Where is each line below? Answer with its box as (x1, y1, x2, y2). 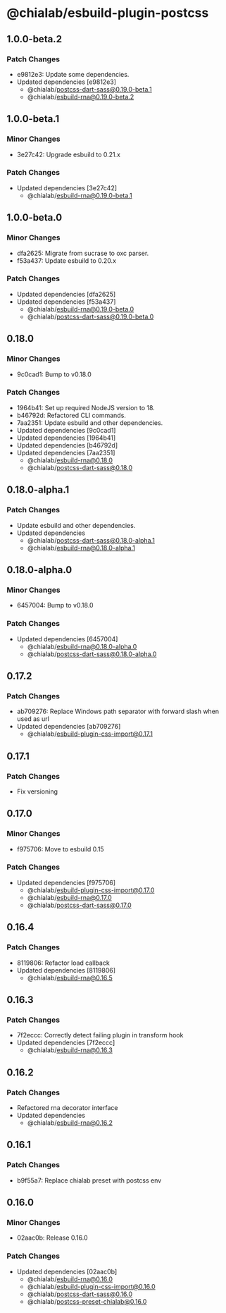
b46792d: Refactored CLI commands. (16, 411, 126, 419)
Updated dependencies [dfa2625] (16, 290, 116, 298)
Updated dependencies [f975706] (16, 878, 116, 887)
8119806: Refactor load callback (16, 958, 110, 967)
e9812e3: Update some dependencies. (16, 70, 130, 78)
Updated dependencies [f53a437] (16, 297, 116, 306)
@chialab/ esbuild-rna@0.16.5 (27, 973, 113, 982)
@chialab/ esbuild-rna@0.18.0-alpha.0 (27, 642, 137, 651)
